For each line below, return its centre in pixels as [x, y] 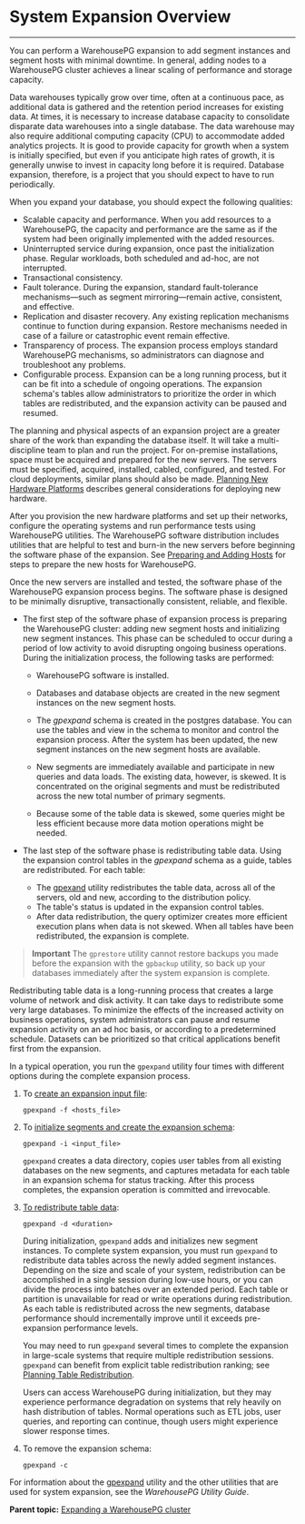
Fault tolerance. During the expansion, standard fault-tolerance [140, 287]
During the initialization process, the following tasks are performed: [148, 657]
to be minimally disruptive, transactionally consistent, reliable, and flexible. [148, 601]
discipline [27, 450]
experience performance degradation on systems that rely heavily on [152, 1402]
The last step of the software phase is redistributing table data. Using [152, 850]
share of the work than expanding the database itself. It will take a [133, 440]
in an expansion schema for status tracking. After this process [138, 1180]
